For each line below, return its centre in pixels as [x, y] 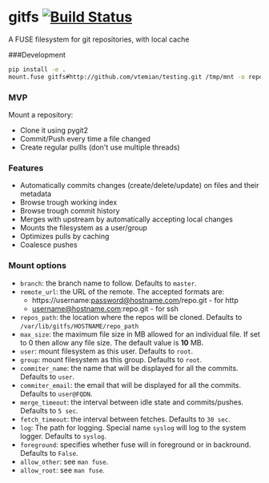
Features [26, 168]
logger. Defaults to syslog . [63, 436]
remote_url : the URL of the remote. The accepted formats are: [122, 291]
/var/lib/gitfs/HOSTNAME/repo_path [79, 326]
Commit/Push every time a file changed [85, 138]
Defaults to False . [49, 453]
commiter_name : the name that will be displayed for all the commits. [129, 368]
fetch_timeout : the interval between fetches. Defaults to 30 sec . [125, 419]
